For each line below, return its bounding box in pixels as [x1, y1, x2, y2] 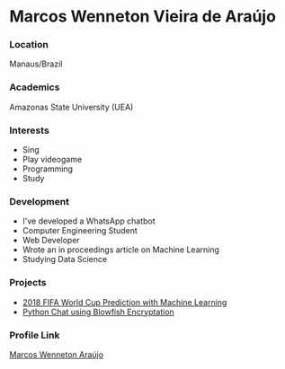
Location [9, 39, 49, 51]
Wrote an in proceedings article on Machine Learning [22, 244, 220, 255]
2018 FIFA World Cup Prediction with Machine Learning [22, 296, 227, 307]
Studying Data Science [22, 254, 108, 265]
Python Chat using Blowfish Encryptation [22, 306, 175, 317]
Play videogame [22, 154, 83, 165]
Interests [9, 124, 49, 136]
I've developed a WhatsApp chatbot [22, 215, 156, 226]
